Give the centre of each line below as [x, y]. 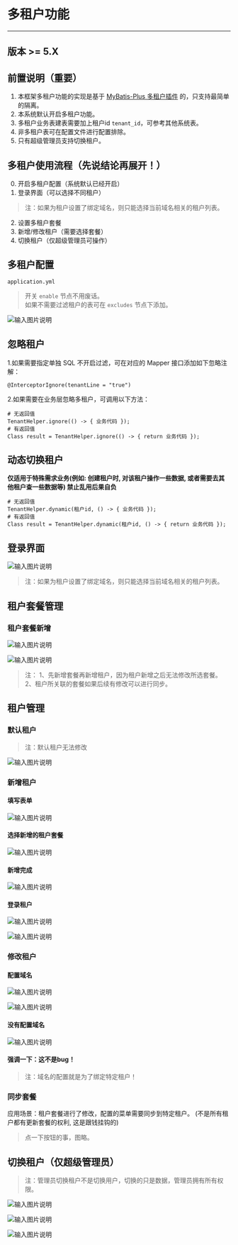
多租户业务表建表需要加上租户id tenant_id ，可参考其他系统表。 [110, 123]
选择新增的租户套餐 [35, 835]
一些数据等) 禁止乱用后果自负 [74, 487]
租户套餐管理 [35, 606]
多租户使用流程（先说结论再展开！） [86, 165]
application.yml [31, 282]
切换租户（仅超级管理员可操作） [64, 240]
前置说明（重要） [45, 78]
